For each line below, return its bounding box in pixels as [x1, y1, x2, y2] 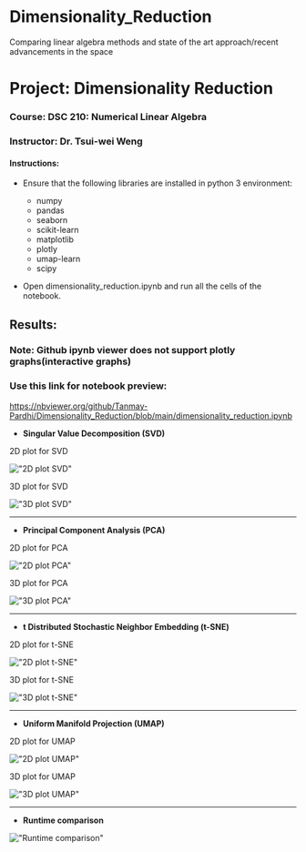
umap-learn [36, 253, 81, 265]
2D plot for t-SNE [9, 639, 75, 650]
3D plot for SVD [9, 481, 68, 492]
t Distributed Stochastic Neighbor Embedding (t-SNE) [22, 621, 229, 632]
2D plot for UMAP [9, 735, 76, 746]
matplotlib [36, 234, 75, 245]
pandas [36, 205, 66, 216]
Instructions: [9, 157, 60, 168]
